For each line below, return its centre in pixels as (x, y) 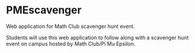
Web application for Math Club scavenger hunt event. (71, 26)
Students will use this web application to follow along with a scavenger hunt (97, 37)
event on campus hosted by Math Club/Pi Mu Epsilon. (71, 44)
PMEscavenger (44, 10)
